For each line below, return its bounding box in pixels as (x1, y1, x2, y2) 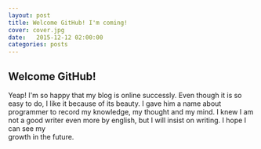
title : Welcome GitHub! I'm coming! (8, 19, 128, 27)
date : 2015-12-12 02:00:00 (8, 33, 103, 42)
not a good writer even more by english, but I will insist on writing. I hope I (8, 115, 247, 125)
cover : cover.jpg (8, 26, 65, 34)
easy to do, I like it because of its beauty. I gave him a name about (8, 99, 222, 108)
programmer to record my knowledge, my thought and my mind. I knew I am (8, 107, 254, 116)
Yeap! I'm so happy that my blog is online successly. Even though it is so (8, 90, 242, 100)
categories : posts (8, 41, 68, 49)
